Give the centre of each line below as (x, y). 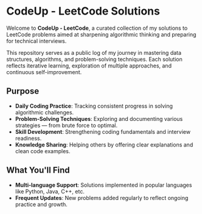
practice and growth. (41, 204)
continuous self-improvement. (44, 72)
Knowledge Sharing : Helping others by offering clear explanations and (104, 145)
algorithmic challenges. (44, 112)
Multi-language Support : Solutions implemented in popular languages (103, 185)
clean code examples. (43, 151)
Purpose (23, 91)
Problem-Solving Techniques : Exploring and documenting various (99, 119)
